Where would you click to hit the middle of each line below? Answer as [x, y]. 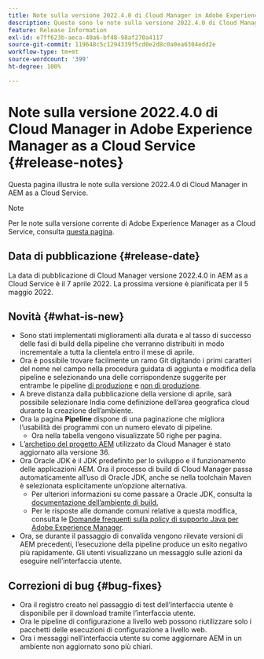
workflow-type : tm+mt [44, 52]
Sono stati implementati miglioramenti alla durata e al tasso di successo [135, 336]
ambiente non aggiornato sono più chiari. [86, 646]
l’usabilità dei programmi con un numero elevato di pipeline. [116, 427]
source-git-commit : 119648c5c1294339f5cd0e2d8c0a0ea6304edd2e [112, 45]
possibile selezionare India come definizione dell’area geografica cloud [134, 403]
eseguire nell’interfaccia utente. [71, 561]
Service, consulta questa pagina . [61, 231]
